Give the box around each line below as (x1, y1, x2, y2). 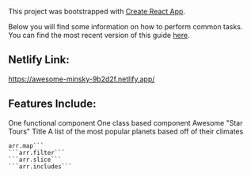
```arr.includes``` (8, 162, 73, 171)
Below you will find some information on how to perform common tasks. (8, 22, 243, 31)
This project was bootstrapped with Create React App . (8, 7, 186, 16)
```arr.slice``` (8, 156, 62, 164)
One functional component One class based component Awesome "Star (8, 118, 243, 127)
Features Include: (8, 97, 97, 111)
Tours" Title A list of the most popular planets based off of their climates (8, 126, 244, 136)
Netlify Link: (8, 53, 70, 66)
